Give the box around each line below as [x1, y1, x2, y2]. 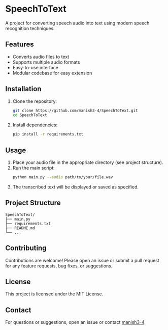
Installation [5, 85, 42, 93]
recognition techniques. [5, 25, 55, 31]
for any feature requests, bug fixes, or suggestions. [5, 263, 113, 269]
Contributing [5, 244, 47, 253]
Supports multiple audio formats [12, 59, 80, 65]
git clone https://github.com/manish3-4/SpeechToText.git [12, 108, 138, 113]
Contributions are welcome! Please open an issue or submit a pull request [5, 257, 160, 263]
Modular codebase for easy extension [12, 70, 92, 76]
